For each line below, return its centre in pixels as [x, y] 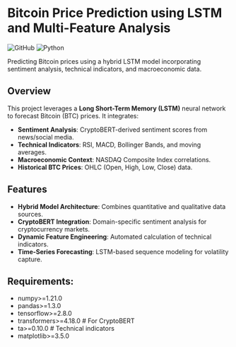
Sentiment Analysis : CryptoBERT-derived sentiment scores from [112, 130]
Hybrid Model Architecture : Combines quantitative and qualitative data [122, 206]
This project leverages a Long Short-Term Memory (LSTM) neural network [117, 108]
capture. [30, 259]
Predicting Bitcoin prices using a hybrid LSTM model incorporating [104, 61]
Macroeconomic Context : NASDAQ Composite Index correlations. [114, 159]
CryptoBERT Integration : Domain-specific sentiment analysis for [112, 222]
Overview [29, 91]
